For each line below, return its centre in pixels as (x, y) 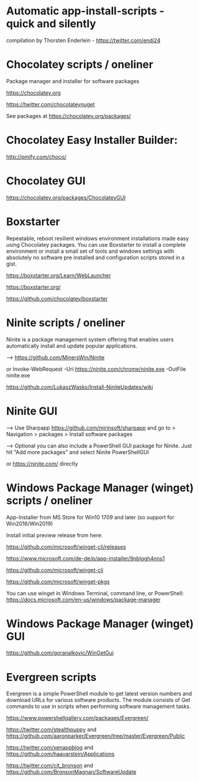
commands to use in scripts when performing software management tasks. (99, 706)
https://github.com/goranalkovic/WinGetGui (60, 653)
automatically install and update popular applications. (72, 346)
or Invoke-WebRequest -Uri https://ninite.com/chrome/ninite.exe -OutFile (96, 369)
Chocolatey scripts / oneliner (80, 65)
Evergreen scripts (51, 677)
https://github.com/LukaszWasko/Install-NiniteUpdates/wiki (80, 387)
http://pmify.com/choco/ (36, 156)
